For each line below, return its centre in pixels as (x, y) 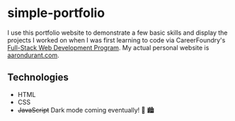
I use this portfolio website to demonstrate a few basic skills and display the (117, 33)
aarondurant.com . (33, 55)
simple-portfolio (56, 13)
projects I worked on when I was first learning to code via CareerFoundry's (116, 40)
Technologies (38, 77)
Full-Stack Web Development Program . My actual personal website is (108, 47)
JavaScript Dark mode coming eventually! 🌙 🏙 (86, 110)
